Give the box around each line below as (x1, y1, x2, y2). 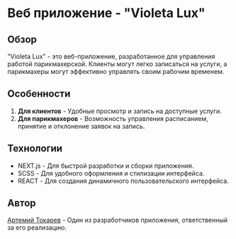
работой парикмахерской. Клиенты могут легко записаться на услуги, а (7, 60, 227, 68)
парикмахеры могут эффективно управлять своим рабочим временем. (7, 68, 225, 75)
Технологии (7, 142, 62, 154)
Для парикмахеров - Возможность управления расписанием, (17, 114, 209, 122)
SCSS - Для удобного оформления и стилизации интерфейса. (17, 169, 205, 177)
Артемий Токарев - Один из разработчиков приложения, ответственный (7, 216, 228, 225)
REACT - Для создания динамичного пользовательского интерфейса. (17, 176, 229, 185)
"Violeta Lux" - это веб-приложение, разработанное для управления (7, 52, 215, 60)
